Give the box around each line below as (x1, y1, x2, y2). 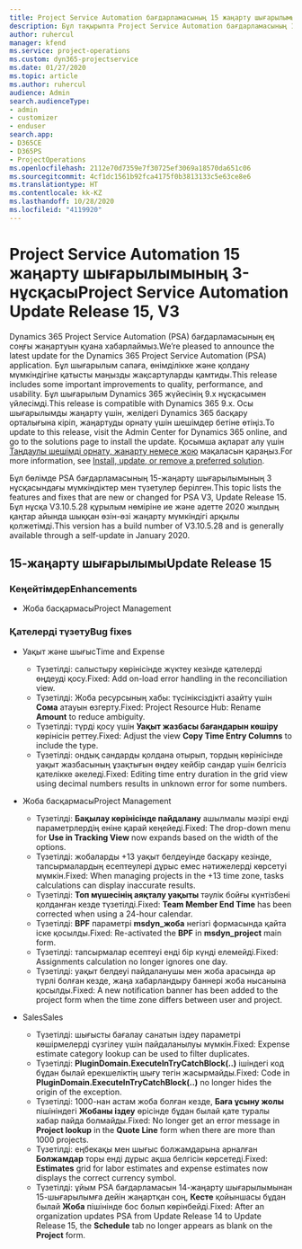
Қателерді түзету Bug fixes (9, 625, 132, 638)
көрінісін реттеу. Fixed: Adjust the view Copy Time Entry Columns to (35, 730, 292, 741)
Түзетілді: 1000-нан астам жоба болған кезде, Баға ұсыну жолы (35, 1095, 285, 1106)
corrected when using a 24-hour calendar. (35, 908, 193, 919)
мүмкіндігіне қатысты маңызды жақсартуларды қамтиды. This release (9, 369, 278, 380)
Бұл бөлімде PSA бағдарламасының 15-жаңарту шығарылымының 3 (9, 473, 272, 483)
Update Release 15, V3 (9, 301, 180, 322)
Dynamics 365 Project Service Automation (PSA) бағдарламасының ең (9, 331, 275, 341)
